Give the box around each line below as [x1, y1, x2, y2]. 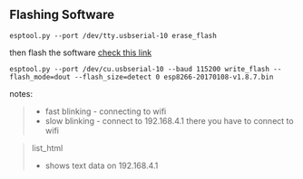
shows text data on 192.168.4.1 [44, 160, 159, 171]
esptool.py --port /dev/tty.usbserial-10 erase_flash [9, 31, 218, 40]
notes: [9, 88, 34, 99]
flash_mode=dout [9, 72, 71, 81]
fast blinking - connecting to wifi [44, 106, 167, 117]
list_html [31, 142, 64, 153]
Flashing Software [9, 7, 115, 23]
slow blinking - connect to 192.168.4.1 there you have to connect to [44, 115, 294, 126]
